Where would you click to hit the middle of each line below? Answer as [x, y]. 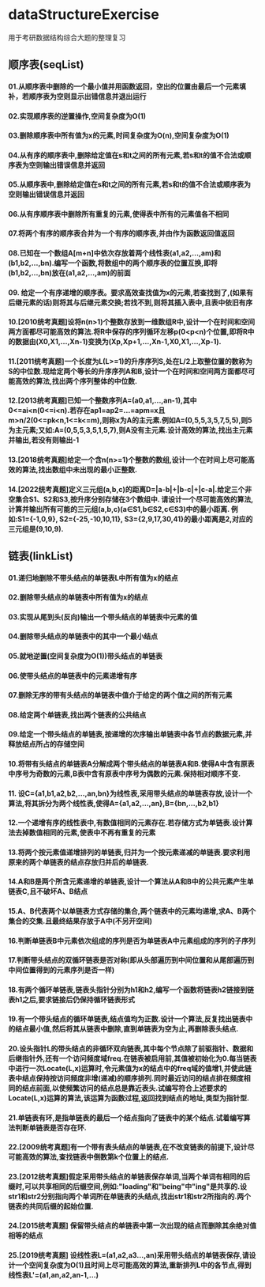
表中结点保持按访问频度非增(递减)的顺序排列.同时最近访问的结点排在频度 [126, 1078]
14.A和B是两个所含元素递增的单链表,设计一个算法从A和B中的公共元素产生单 [131, 882]
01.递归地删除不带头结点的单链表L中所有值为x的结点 [93, 577]
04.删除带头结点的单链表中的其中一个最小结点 [83, 636]
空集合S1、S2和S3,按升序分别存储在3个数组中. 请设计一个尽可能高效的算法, [131, 499]
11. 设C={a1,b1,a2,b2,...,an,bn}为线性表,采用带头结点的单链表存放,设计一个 [131, 793]
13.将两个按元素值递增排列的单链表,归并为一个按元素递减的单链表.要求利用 [129, 852]
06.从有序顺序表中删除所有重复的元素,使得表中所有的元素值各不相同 [119, 214]
